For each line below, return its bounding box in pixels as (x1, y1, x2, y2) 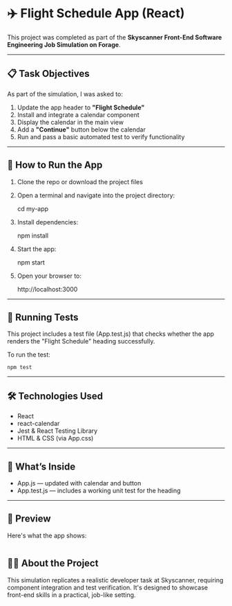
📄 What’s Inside (7, 461, 76, 472)
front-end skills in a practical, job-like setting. (7, 590, 136, 599)
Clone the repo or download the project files (17, 177, 144, 186)
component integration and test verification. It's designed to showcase (7, 583, 209, 591)
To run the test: (7, 350, 50, 359)
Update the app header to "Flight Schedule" (17, 103, 145, 112)
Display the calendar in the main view (17, 118, 124, 126)
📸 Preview (7, 513, 51, 525)
